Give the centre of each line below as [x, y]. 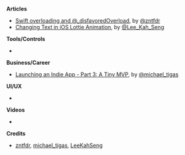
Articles [17, 9]
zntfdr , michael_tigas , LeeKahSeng [59, 145]
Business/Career [28, 63]
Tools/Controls [26, 39]
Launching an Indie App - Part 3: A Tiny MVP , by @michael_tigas [97, 74]
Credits [16, 133]
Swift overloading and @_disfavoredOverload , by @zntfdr [88, 20]
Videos [16, 110]
